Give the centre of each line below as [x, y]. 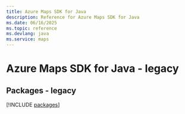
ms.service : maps [28, 39]
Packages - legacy [41, 91]
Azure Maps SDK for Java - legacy [93, 69]
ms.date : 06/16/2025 [32, 23]
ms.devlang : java [28, 34]
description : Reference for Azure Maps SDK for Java [73, 17]
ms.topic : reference [32, 28]
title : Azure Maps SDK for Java [46, 12]
